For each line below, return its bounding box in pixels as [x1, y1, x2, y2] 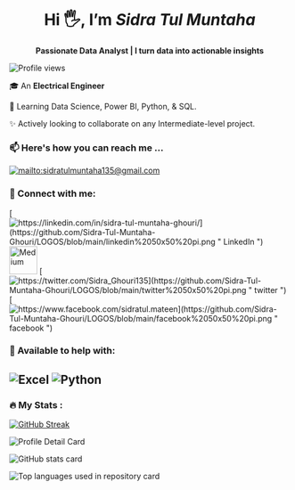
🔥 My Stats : [9, 398, 63, 411]
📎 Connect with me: [9, 187, 96, 200]
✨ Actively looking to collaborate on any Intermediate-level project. [9, 118, 256, 128]
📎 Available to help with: [9, 345, 116, 357]
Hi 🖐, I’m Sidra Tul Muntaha [44, 10, 256, 30]
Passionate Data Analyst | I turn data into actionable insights [35, 45, 265, 56]
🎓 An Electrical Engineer [9, 80, 105, 91]
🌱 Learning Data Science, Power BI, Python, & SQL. [9, 101, 198, 111]
